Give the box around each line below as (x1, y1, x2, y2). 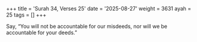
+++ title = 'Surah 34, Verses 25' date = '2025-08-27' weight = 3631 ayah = (6, 5, 192, 12)
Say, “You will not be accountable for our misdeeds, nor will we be (6, 23, 167, 30)
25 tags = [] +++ (6, 11, 47, 18)
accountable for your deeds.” (6, 29, 77, 36)
